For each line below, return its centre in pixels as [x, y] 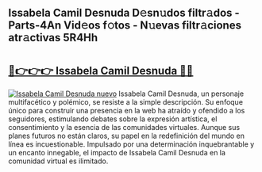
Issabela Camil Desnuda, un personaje [181, 94]
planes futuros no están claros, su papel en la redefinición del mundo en [126, 136]
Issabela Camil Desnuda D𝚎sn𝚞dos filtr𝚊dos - [124, 13]
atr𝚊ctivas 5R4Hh [53, 38]
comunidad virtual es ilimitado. [58, 161]
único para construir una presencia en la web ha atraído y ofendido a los [127, 111]
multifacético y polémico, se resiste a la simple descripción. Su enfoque [126, 102]
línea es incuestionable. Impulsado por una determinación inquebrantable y [131, 144]
